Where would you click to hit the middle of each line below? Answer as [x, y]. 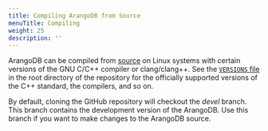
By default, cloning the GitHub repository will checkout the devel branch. [128, 101]
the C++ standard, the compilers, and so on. [81, 86]
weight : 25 [26, 30]
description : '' [35, 38]
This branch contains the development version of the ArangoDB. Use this [128, 110]
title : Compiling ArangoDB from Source [75, 16]
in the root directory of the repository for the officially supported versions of [133, 77]
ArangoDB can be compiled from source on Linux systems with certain [124, 61]
